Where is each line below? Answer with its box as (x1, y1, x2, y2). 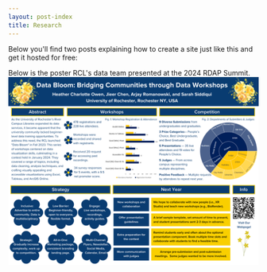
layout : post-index (8, 13, 73, 21)
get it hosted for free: (8, 52, 78, 62)
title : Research (8, 21, 62, 29)
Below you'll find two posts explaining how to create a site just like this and (8, 44, 253, 53)
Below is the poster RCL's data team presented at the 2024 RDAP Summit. (8, 68, 250, 77)
